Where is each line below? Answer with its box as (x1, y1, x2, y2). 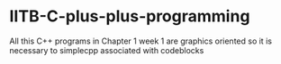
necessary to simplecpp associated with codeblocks (9, 44, 204, 55)
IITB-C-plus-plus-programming (9, 6, 250, 27)
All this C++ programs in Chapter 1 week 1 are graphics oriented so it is (9, 36, 273, 46)
